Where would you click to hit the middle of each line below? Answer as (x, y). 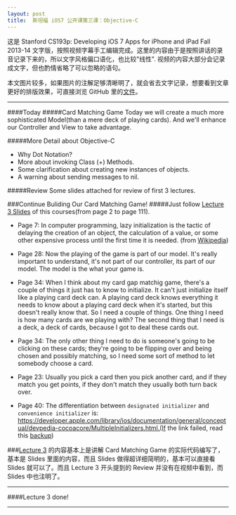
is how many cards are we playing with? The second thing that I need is (121, 319)
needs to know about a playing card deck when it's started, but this (115, 305)
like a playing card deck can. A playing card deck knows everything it (118, 297)
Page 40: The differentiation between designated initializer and (113, 405)
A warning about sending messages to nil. (78, 177)
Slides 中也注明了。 (35, 476)
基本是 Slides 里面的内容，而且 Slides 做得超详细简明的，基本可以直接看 (111, 459)
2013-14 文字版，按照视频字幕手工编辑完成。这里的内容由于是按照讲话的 (112, 50)
